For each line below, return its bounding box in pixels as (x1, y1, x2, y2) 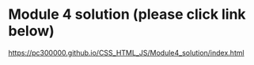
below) (8, 22, 55, 40)
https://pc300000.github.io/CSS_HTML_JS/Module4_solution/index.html (8, 48, 245, 57)
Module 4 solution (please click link (8, 5, 247, 23)
